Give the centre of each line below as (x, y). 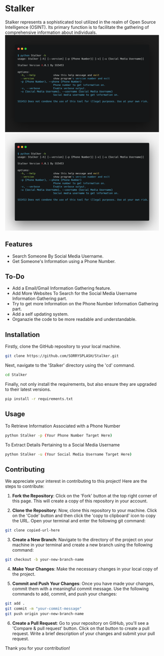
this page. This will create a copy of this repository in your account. (80, 501)
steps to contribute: (25, 486)
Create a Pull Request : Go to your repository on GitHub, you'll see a (80, 623)
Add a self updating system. (40, 314)
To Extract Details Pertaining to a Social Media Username (62, 445)
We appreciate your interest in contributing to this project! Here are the (76, 481)
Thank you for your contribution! (38, 648)
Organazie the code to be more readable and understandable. (74, 319)
